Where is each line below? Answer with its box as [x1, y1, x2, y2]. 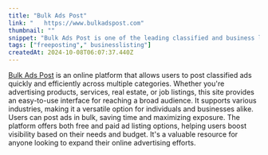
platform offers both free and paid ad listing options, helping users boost [8, 121, 247, 130]
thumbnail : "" [8, 26, 56, 34]
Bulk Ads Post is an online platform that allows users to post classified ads [8, 71, 253, 79]
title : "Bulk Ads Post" [8, 11, 88, 20]
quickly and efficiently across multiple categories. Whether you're [8, 79, 225, 88]
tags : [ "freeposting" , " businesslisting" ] [8, 41, 152, 49]
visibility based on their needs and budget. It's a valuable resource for [8, 130, 238, 139]
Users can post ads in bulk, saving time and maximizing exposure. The [8, 113, 241, 122]
